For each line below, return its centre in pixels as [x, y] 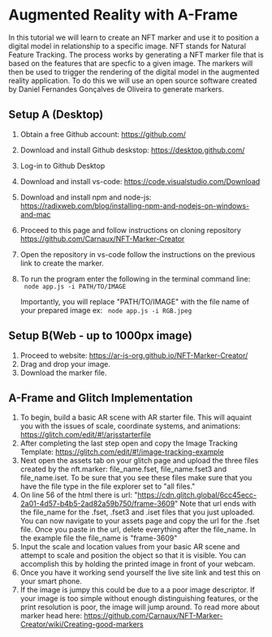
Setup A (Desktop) [56, 115]
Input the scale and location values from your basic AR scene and [130, 547]
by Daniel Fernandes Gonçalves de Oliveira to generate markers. [117, 89]
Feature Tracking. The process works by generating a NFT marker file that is [136, 54]
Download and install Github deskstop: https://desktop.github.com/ [132, 150]
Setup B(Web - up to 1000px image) [100, 336]
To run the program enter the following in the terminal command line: [135, 278]
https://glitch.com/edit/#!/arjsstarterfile [86, 435]
